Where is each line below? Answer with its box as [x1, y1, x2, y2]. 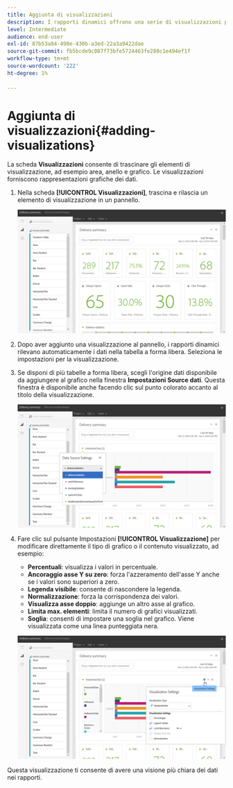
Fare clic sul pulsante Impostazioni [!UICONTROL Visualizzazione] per [17, 535, 221, 543]
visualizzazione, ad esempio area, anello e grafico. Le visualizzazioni [7, 167, 204, 176]
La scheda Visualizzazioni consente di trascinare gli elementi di [7, 160, 191, 169]
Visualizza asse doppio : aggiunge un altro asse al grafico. [27, 599, 196, 607]
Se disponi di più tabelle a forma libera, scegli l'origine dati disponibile [17, 368, 217, 376]
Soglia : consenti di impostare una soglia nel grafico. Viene [27, 614, 195, 623]
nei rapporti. [7, 773, 42, 781]
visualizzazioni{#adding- [7, 122, 156, 138]
